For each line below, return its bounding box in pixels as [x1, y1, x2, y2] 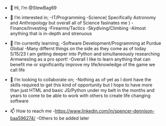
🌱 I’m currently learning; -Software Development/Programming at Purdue [10, 40, 161, 46]
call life [10, 67, 25, 73]
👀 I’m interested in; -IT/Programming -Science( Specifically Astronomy [10, 15, 156, 20]
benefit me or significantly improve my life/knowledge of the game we [10, 62, 155, 67]
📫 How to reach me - [10, 108, 55, 114]
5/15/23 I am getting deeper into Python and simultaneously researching [10, 51, 160, 57]
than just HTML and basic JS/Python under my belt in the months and [10, 87, 155, 93]
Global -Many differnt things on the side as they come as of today [10, 46, 147, 51]
